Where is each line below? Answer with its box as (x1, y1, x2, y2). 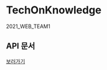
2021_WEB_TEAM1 (6, 23, 51, 30)
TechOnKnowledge (6, 3, 102, 17)
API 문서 (6, 41, 35, 51)
